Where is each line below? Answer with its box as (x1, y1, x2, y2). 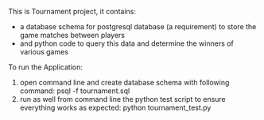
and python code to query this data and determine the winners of (19, 39, 235, 48)
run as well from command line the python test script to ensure (19, 95, 227, 103)
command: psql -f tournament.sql (19, 86, 130, 96)
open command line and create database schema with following (19, 78, 230, 87)
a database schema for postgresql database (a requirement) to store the (19, 22, 257, 31)
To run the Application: (8, 62, 83, 72)
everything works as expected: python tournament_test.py (19, 103, 212, 112)
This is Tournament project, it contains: (8, 7, 137, 16)
